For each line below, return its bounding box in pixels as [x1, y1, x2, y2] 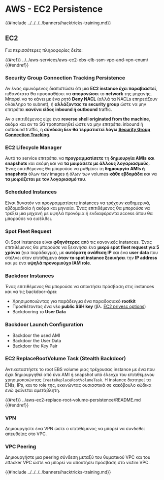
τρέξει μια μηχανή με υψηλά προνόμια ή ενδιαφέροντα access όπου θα [5, 210, 153, 216]
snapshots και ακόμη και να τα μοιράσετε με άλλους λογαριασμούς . [5, 160, 150, 166]
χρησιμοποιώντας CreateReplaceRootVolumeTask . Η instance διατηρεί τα [5, 376, 151, 383]
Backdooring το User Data [12, 309, 66, 315]
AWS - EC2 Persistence [5, 3, 103, 15]
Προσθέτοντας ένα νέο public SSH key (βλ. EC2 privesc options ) [12, 303, 146, 309]
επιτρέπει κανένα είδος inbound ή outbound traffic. [5, 107, 112, 112]
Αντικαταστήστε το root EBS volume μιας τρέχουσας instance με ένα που [5, 366, 155, 372]
